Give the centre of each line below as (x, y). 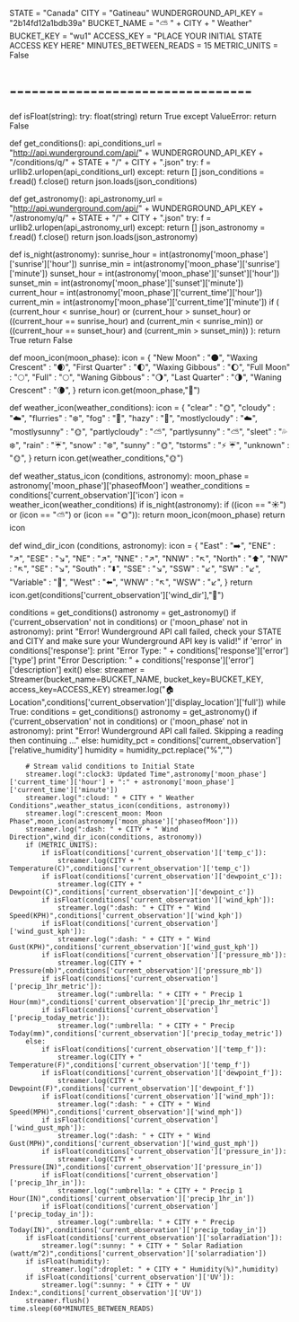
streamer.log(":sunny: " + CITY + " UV (116, 1285)
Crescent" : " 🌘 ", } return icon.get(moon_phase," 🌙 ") (105, 390)
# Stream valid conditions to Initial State (110, 766)
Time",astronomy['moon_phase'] (208, 774)
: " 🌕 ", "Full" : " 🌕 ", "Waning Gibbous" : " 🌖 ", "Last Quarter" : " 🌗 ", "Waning (146, 377)
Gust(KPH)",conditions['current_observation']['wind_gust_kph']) (134, 947)
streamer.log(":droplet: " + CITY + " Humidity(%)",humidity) (160, 1269)
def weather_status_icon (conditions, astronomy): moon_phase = (129, 476)
